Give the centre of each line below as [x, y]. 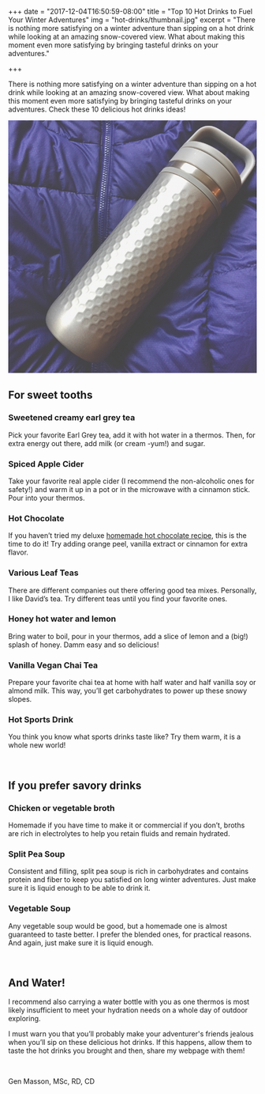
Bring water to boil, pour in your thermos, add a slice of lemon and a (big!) [128, 636]
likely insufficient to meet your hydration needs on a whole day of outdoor [128, 1010]
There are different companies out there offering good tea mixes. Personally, [132, 590]
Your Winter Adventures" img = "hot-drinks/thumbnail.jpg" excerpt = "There [132, 20]
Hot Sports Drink [41, 720]
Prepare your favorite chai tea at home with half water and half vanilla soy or [132, 683]
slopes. [20, 699]
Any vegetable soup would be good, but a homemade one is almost [118, 926]
